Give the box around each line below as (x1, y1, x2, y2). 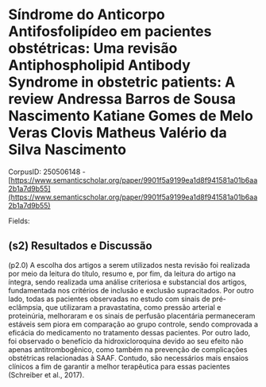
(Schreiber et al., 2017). (8, 370, 85, 379)
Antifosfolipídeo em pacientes (8, 22, 212, 41)
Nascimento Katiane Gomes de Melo (8, 107, 254, 125)
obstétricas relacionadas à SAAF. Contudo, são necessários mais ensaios (8, 353, 249, 362)
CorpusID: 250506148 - (8, 167, 86, 176)
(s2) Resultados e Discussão (8, 239, 152, 253)
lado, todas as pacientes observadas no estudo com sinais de (8, 294, 210, 304)
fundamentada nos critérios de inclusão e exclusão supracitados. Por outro (8, 285, 254, 295)
